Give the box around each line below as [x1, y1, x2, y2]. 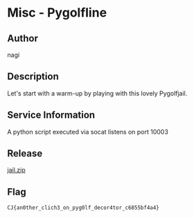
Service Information [7, 109, 96, 121]
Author [7, 33, 38, 44]
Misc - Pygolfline [7, 5, 107, 21]
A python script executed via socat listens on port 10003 [7, 127, 168, 136]
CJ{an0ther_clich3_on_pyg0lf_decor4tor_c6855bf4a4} [7, 204, 159, 212]
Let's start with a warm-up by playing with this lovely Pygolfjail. [7, 89, 188, 98]
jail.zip [7, 166, 26, 174]
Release [7, 147, 43, 160]
